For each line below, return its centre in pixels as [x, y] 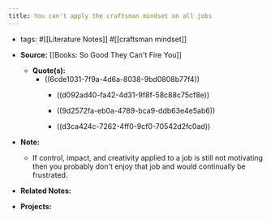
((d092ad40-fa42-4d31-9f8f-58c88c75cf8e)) [133, 95]
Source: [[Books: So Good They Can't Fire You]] [101, 54]
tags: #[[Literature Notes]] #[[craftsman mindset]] [103, 39]
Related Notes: [45, 191]
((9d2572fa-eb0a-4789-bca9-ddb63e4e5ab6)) [136, 110]
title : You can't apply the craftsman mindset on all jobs [110, 16]
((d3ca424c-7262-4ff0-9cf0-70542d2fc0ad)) [133, 126]
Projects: [36, 206]
